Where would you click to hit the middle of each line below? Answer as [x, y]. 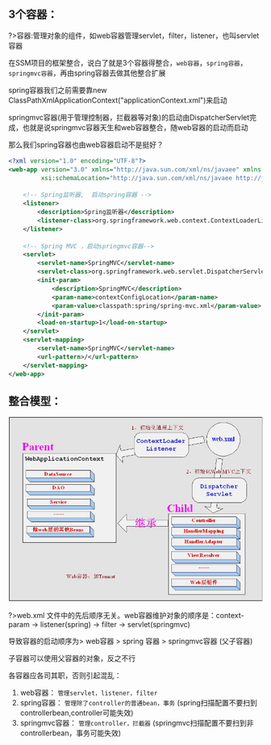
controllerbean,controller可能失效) [77, 713]
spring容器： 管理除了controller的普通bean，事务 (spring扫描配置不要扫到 [139, 703]
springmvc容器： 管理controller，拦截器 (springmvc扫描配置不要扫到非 [137, 723]
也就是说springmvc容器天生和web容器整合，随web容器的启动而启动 [135, 127]
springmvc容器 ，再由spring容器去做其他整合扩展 [87, 73]
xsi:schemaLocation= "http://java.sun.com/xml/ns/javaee [136, 178]
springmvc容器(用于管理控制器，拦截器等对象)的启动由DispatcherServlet [129, 117]
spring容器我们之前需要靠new [58, 90]
